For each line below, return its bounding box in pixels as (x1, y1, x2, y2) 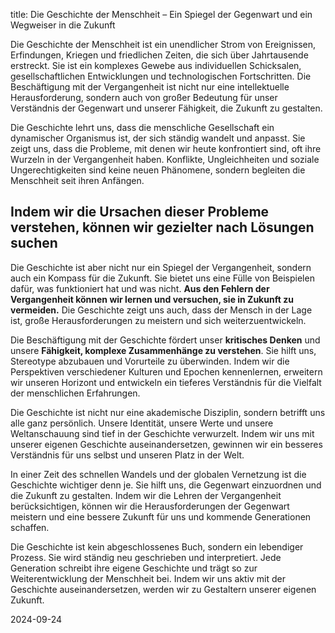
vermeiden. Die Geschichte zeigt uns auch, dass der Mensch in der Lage (10, 304, 313, 316)
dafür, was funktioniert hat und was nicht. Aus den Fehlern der (10, 282, 270, 294)
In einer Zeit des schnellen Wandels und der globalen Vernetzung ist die (10, 468, 307, 480)
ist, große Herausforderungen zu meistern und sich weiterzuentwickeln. (10, 314, 307, 326)
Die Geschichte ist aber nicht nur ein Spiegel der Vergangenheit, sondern (10, 261, 312, 273)
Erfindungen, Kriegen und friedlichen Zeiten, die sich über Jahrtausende (10, 49, 309, 61)
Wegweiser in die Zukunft (10, 19, 116, 31)
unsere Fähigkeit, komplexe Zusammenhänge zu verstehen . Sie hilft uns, (10, 344, 317, 356)
